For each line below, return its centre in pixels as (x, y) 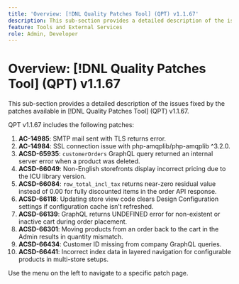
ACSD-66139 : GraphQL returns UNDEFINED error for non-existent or (119, 214)
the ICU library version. (52, 176)
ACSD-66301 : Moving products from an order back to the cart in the (118, 229)
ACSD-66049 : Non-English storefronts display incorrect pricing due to (122, 169)
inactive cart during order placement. (73, 222)
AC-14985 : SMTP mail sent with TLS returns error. (92, 138)
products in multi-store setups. (63, 259)
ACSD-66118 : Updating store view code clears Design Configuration (118, 199)
